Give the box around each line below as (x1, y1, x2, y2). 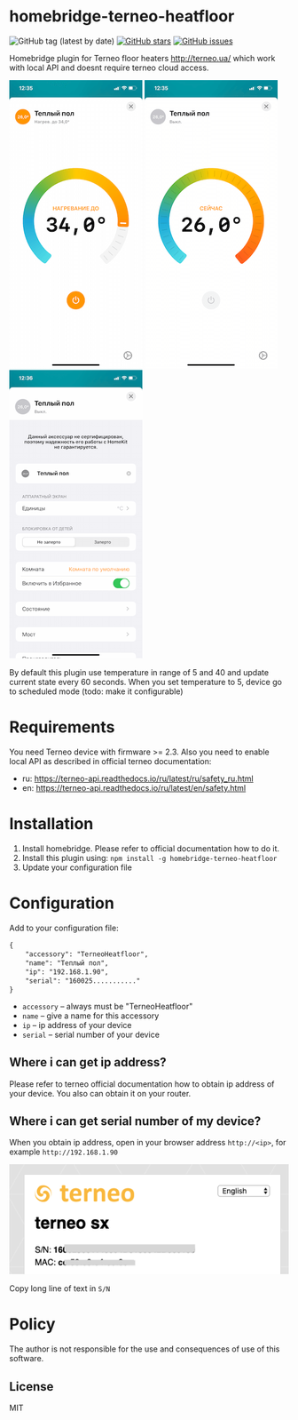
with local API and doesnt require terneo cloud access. (9, 62, 209, 73)
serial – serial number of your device (21, 1029, 160, 1040)
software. (9, 1353, 44, 1364)
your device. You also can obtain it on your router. (9, 1088, 192, 1098)
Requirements (9, 717, 115, 738)
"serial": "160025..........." (25, 976, 141, 985)
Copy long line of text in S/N (9, 1283, 111, 1294)
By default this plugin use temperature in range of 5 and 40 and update (9, 666, 269, 677)
